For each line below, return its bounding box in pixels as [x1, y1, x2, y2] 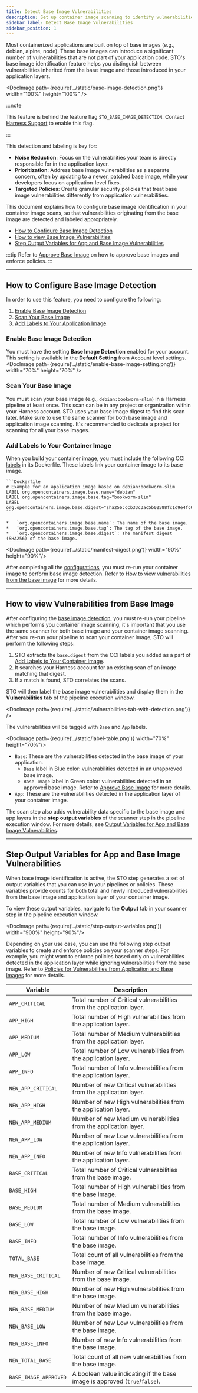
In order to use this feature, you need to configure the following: [6, 296, 161, 303]
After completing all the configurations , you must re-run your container [6, 563, 179, 571]
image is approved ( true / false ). [72, 1377, 161, 1385]
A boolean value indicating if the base [72, 1369, 177, 1378]
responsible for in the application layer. [14, 160, 109, 167]
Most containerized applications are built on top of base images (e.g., [6, 41, 175, 48]
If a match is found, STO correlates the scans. [14, 676, 126, 683]
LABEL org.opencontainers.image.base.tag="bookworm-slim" [6, 494, 151, 500]
